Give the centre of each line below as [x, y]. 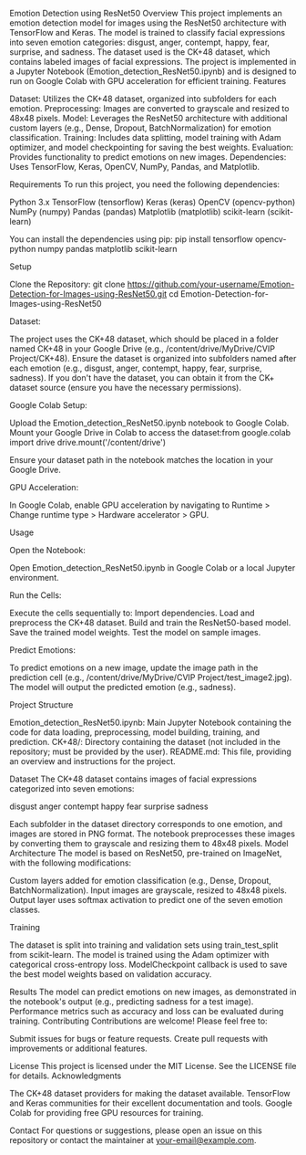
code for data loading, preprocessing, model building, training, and [135, 732]
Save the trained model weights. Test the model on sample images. [135, 632]
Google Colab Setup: [49, 405]
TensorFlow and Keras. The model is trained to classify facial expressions [147, 32]
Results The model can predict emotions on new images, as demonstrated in [153, 992]
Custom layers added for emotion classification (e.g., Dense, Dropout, [140, 881]
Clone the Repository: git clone [67, 284]
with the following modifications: [71, 863]
